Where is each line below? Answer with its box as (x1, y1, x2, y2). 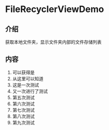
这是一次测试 (12, 82, 39, 88)
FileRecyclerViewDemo (5, 4, 104, 15)
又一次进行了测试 (12, 88, 48, 94)
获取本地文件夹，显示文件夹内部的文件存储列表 (5, 39, 101, 45)
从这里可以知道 (12, 75, 43, 81)
